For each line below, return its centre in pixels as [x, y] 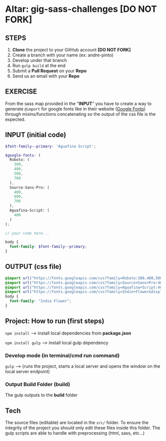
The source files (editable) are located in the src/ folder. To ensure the [77, 423]
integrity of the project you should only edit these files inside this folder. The [83, 428]
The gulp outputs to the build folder [41, 395]
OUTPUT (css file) [33, 267]
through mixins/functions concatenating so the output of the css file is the [80, 114]
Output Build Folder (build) [38, 384]
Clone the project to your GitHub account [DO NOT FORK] [71, 50]
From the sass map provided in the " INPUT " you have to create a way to [79, 103]
